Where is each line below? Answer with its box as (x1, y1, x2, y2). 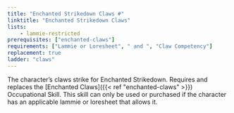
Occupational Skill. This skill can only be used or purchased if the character (7, 90, 227, 98)
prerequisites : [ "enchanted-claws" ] (7, 36, 115, 44)
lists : (7, 23, 27, 30)
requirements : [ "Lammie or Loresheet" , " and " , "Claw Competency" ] (7, 43, 213, 50)
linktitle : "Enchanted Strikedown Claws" (7, 17, 131, 24)
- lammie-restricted (20, 29, 80, 37)
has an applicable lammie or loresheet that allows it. (7, 98, 158, 106)
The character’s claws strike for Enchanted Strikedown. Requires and (7, 75, 208, 84)
